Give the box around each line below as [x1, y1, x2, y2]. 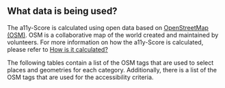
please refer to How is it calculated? [7, 45, 108, 53]
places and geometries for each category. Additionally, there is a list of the [7, 65, 217, 74]
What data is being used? [7, 5, 118, 17]
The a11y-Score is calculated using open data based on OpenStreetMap [7, 23, 209, 31]
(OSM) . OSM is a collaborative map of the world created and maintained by [7, 31, 219, 39]
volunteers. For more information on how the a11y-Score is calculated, [7, 38, 204, 46]
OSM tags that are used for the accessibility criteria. [7, 73, 154, 81]
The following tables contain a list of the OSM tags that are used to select [7, 58, 214, 67]
